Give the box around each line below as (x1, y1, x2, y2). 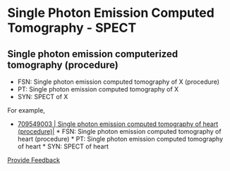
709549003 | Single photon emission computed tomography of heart (17, 120, 219, 128)
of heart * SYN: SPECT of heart (17, 142, 109, 151)
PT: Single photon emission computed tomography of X (17, 85, 179, 93)
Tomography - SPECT (7, 20, 137, 36)
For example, (7, 106, 46, 114)
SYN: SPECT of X (17, 93, 68, 101)
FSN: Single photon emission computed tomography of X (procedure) (17, 77, 220, 86)
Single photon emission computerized (7, 48, 178, 60)
